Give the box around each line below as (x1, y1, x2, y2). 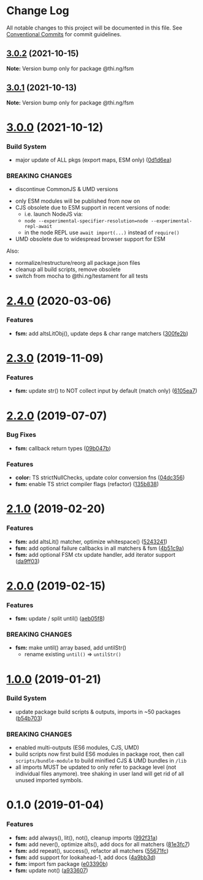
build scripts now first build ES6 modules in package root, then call (15, 750, 185, 758)
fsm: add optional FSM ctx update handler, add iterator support (15, 551, 176, 558)
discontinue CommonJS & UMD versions (15, 186, 118, 193)
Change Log (6, 4, 69, 18)
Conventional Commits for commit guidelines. (6, 30, 121, 37)
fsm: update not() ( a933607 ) (15, 866, 88, 874)
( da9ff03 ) (15, 557, 40, 565)
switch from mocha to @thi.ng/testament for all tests (15, 272, 148, 280)
